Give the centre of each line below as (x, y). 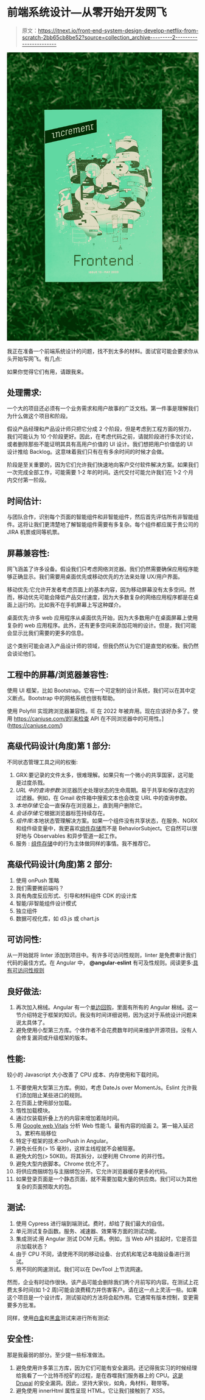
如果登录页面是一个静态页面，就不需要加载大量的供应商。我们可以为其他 (106, 1179)
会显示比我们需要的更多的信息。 (47, 633)
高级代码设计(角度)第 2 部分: (60, 865)
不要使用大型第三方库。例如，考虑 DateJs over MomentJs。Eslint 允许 (104, 1087)
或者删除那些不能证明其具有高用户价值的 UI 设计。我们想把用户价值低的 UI (100, 444)
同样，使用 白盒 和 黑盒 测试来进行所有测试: (58, 1318)
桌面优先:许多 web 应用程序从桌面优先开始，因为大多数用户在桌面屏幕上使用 (102, 618)
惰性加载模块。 (34, 1110)
